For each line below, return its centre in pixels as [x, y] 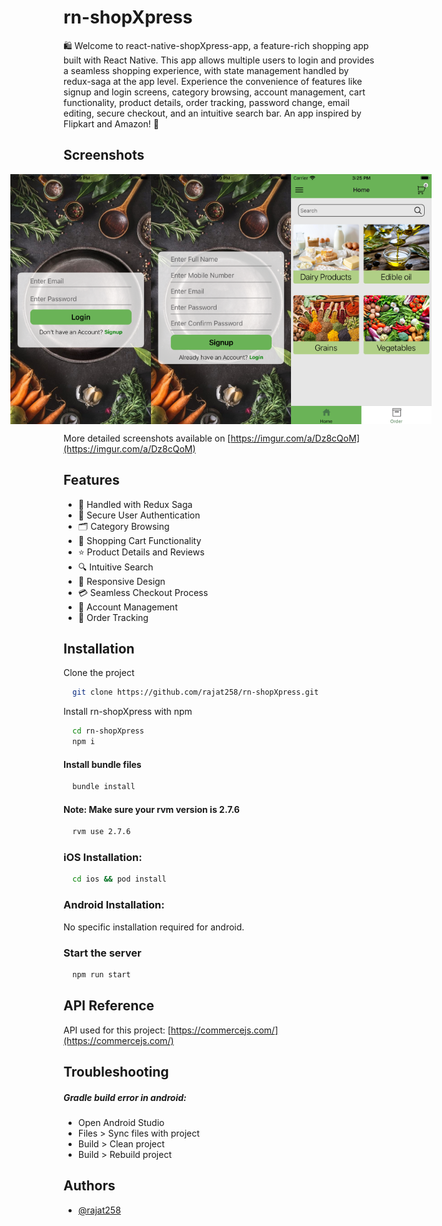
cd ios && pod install [119, 879]
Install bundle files [102, 764]
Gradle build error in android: [125, 1097]
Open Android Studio [121, 1122]
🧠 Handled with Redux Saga [135, 504]
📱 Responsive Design [121, 581]
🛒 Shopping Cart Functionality [139, 540]
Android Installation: [114, 905]
